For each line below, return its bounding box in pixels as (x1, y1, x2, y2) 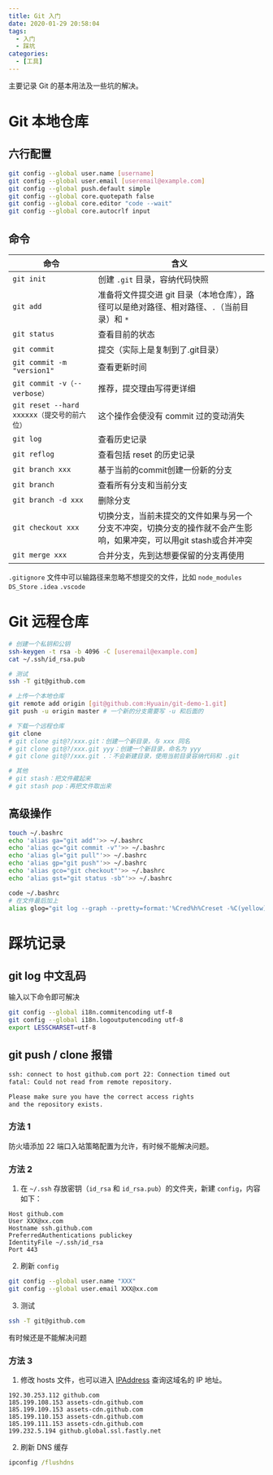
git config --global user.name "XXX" (8, 1277, 136, 1285)
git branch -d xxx (12, 495, 84, 504)
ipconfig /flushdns (8, 1458, 75, 1467)
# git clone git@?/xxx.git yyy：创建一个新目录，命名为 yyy (8, 745, 201, 753)
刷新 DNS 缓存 (19, 1442, 69, 1451)
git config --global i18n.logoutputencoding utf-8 (8, 1016, 184, 1024)
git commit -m (12, 358, 67, 367)
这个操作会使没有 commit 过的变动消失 (97, 410, 245, 421)
